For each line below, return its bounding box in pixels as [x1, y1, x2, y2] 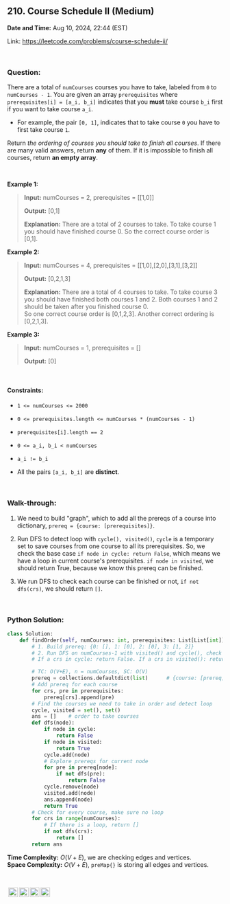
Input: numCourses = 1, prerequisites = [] [23, 343, 141, 352]
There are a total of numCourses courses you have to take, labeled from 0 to [7, 83, 217, 91]
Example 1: [7, 180, 39, 188]
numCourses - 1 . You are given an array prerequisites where [7, 91, 178, 99]
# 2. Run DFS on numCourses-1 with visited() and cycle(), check [31, 649, 222, 657]
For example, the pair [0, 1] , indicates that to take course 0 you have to [16, 118, 220, 126]
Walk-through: [7, 498, 57, 508]
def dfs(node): [31, 719, 75, 727]
